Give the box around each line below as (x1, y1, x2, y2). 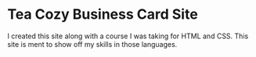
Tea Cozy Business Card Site (7, 5, 199, 23)
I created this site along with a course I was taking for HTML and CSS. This (7, 31, 249, 41)
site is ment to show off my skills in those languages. (7, 39, 178, 48)
